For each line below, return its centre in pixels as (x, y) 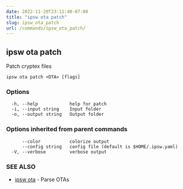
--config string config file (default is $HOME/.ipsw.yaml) (100, 146)
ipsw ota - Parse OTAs (42, 179)
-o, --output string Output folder (58, 115)
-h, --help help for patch (59, 104)
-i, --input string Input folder (56, 109)
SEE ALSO (21, 167)
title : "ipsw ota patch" (37, 17)
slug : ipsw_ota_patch (33, 22)
